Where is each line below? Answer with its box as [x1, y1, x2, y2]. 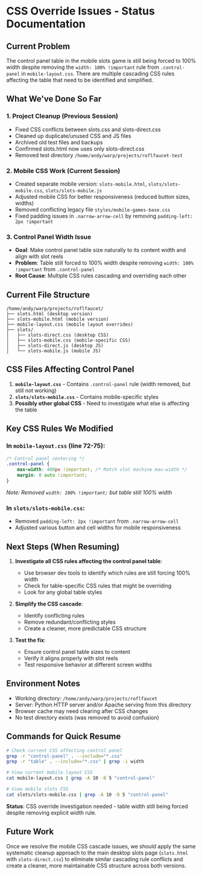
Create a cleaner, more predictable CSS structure [24, 625, 147, 632]
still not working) [14, 387, 57, 394]
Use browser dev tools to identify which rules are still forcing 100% [24, 569, 191, 576]
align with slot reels [14, 253, 63, 260]
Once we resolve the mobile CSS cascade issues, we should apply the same [6, 842, 196, 850]
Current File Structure [6, 289, 90, 300]
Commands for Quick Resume [6, 731, 121, 741]
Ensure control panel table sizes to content [24, 648, 131, 656]
